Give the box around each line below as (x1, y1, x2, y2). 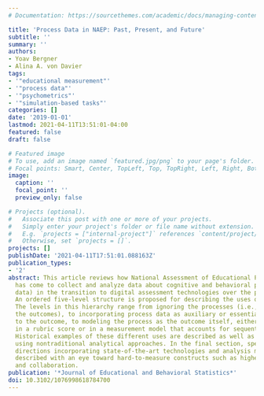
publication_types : (8, 259, 72, 267)
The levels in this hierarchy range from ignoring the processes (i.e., (15, 303, 258, 311)
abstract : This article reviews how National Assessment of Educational (8, 273, 251, 282)
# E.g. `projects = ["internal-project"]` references (8, 230, 195, 238)
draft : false (8, 135, 51, 143)
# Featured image (8, 150, 65, 157)
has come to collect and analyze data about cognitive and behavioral (15, 281, 251, 289)
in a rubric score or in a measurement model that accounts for (15, 324, 230, 333)
